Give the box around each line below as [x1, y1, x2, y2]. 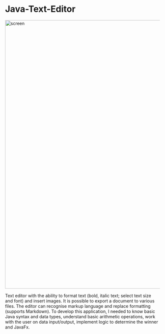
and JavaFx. [5, 324, 30, 330]
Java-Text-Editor [5, 3, 76, 15]
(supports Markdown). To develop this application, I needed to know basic [5, 308, 156, 314]
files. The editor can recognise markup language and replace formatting [5, 303, 151, 309]
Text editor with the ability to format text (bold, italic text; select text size [5, 293, 151, 298]
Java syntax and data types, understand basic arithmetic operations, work [5, 313, 156, 319]
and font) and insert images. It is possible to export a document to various [5, 297, 155, 304]
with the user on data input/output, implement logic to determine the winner [5, 319, 159, 325]
